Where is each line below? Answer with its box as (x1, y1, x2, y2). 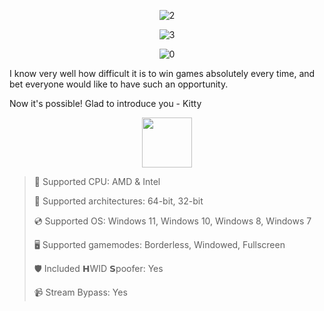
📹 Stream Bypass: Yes (33, 286, 128, 298)
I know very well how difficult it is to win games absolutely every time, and (9, 68, 316, 79)
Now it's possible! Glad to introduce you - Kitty (9, 98, 202, 109)
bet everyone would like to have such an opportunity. (9, 78, 229, 90)
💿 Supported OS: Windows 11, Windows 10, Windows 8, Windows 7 (33, 215, 312, 227)
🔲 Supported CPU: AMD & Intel (33, 176, 161, 187)
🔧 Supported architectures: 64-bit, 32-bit (33, 195, 204, 207)
